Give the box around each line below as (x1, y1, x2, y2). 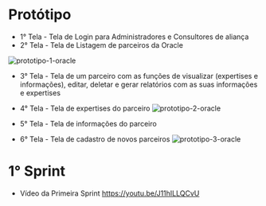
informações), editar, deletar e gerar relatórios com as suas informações (19, 80, 258, 89)
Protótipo (8, 6, 72, 24)
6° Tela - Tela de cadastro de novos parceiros (19, 134, 170, 144)
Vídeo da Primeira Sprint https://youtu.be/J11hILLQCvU (19, 189, 200, 198)
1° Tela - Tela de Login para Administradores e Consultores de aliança (19, 32, 249, 41)
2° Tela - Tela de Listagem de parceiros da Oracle (19, 40, 183, 49)
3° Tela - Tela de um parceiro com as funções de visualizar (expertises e (19, 71, 259, 80)
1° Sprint (8, 162, 66, 181)
